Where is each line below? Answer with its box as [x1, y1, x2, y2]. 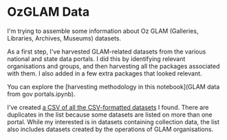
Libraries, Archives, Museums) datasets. [7, 34, 122, 42]
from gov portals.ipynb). [7, 90, 76, 98]
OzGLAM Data [7, 4, 90, 20]
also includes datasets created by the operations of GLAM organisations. [7, 125, 214, 133]
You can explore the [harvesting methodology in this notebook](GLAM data [7, 82, 220, 91]
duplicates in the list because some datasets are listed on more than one [7, 110, 213, 119]
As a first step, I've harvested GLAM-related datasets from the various [7, 47, 206, 56]
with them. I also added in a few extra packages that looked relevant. [7, 69, 202, 78]
